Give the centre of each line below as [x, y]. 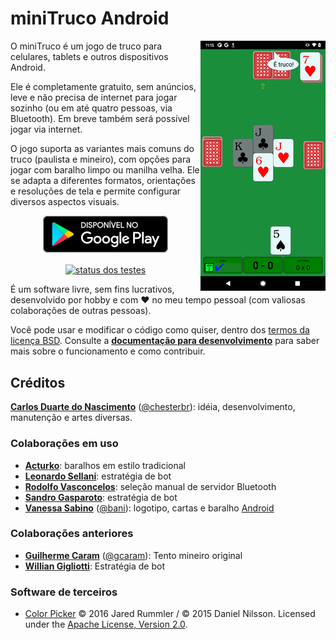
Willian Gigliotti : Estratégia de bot [94, 566]
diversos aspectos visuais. [65, 201]
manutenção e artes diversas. [71, 418]
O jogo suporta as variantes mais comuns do [102, 148]
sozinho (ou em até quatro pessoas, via [91, 108]
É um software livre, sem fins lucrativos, [92, 289]
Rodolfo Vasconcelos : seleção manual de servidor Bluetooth [150, 486]
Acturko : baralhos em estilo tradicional [105, 465]
